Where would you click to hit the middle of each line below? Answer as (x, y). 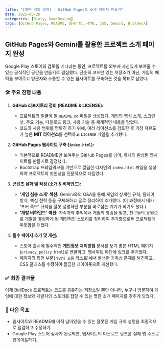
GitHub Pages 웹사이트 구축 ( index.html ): (53, 145)
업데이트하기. (25, 340)
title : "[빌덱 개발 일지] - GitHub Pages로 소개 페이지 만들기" (64, 10)
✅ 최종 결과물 (20, 278)
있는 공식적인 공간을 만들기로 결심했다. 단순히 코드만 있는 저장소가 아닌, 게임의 (80, 73)
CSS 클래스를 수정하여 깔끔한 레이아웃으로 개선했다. (69, 264)
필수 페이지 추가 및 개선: (35, 235)
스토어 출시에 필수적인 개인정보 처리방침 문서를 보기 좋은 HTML (80, 246)
